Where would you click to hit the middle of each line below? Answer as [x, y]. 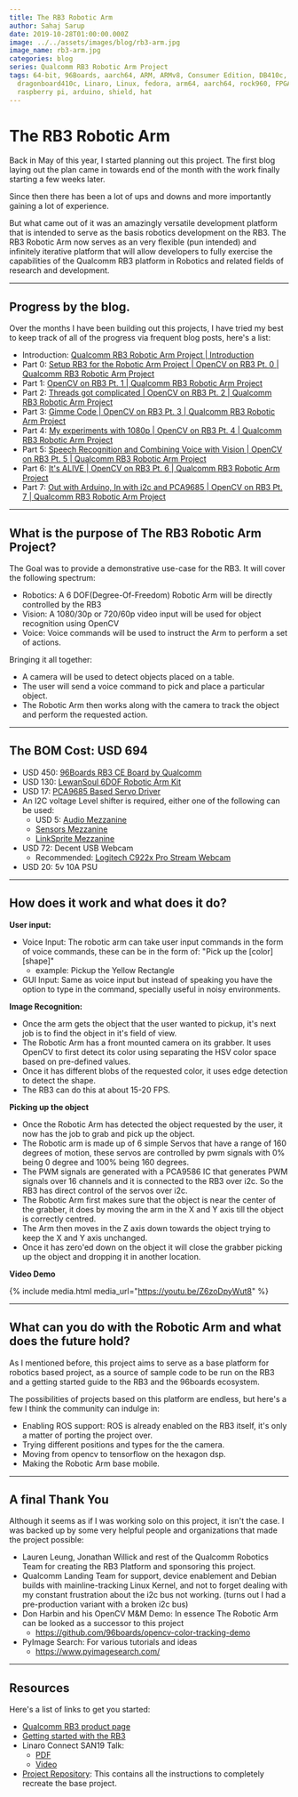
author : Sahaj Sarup [47, 26]
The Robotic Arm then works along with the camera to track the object [150, 705]
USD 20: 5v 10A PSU [60, 866]
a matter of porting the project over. [87, 1435]
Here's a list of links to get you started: [80, 1710]
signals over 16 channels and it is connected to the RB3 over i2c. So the [153, 1181]
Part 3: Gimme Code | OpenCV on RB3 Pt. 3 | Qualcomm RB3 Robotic [149, 412]
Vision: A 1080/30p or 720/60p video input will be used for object [141, 614]
